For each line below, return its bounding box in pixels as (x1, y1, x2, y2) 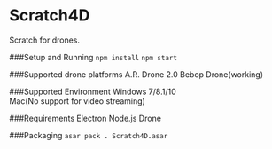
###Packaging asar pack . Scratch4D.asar (9, 129, 168, 140)
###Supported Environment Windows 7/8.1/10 (9, 86, 177, 97)
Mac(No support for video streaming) (9, 95, 146, 106)
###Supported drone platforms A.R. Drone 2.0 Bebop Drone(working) (9, 68, 264, 80)
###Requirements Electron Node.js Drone (9, 113, 162, 123)
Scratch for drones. (9, 35, 81, 45)
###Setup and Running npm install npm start (9, 51, 177, 62)
